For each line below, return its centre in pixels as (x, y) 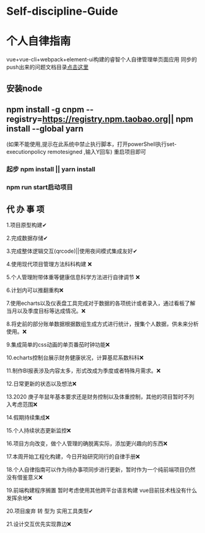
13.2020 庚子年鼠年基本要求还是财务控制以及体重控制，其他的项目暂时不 (98, 396)
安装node (24, 88)
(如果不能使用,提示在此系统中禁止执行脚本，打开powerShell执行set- (91, 144)
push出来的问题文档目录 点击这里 (47, 67)
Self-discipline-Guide (62, 11)
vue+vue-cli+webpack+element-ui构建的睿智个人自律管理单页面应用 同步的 (102, 59)
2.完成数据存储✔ (27, 238)
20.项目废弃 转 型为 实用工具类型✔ (50, 511)
